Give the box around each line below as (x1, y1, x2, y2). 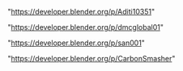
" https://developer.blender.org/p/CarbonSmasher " (7, 54, 176, 63)
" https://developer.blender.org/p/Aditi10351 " (7, 7, 155, 16)
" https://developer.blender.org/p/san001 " (7, 38, 145, 48)
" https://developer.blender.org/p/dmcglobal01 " (7, 23, 164, 31)
